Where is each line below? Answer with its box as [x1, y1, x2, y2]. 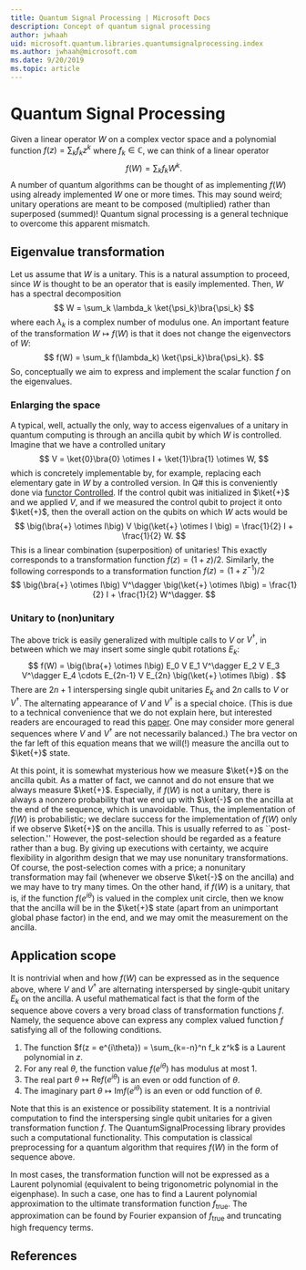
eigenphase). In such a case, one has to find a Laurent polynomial [10, 1189, 258, 1200]
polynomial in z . [23, 1052, 83, 1063]
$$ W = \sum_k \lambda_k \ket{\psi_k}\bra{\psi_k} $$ [54, 302, 254, 313]
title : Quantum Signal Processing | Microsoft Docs [10, 13, 210, 23]
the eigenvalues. [10, 376, 73, 387]
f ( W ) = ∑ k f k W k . [125, 161, 183, 176]
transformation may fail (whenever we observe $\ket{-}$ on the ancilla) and [10, 872, 295, 883]
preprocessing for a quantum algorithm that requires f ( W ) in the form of [10, 1141, 279, 1153]
